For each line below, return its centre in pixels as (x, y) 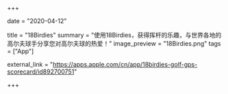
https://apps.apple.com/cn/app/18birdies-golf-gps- (125, 64)
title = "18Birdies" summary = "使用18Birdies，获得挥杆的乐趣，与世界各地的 (114, 35)
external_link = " (30, 64)
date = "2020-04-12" (37, 21)
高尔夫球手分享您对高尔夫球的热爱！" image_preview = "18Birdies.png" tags (114, 44)
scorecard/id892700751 (41, 72)
